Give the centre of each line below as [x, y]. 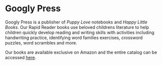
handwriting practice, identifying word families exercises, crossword [74, 38]
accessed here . [21, 57]
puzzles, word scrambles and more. [41, 43]
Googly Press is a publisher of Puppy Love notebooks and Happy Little [76, 22]
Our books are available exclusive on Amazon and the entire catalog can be [81, 52]
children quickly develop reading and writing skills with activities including [80, 32]
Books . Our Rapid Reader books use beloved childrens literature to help [77, 27]
